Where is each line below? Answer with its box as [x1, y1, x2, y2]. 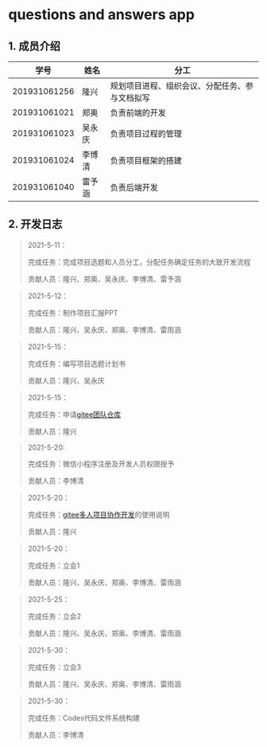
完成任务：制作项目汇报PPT [27, 308, 118, 317]
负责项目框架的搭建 [110, 155, 183, 166]
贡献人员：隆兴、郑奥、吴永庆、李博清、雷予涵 [27, 273, 181, 284]
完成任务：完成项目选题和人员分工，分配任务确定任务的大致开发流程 [27, 257, 251, 266]
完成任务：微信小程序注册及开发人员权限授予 [27, 458, 175, 468]
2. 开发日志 [8, 218, 63, 231]
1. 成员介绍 [8, 39, 61, 53]
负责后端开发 [110, 182, 159, 193]
